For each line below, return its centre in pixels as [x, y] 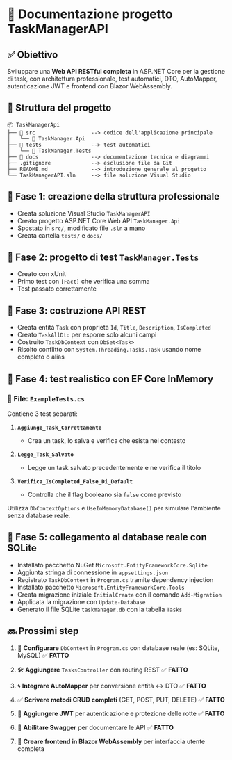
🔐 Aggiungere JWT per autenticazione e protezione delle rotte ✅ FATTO [121, 713]
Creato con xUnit [41, 274]
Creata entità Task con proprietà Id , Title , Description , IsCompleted [114, 328]
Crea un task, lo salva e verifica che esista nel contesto [107, 440]
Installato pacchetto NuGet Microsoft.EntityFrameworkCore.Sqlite [113, 565]
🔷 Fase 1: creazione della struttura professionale [114, 196]
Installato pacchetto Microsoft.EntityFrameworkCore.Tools [101, 587]
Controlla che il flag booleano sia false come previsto [105, 494]
